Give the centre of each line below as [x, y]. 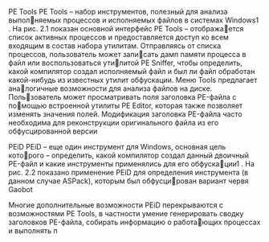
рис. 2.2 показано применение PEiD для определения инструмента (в [128, 172]
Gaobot [21, 189]
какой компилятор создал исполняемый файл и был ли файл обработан [132, 71]
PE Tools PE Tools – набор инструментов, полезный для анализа [118, 12]
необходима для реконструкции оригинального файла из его [114, 123]
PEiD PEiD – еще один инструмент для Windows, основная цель [117, 147]
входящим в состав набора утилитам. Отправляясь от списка [115, 46]
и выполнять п [33, 231]
